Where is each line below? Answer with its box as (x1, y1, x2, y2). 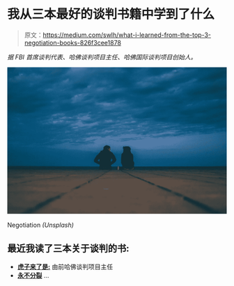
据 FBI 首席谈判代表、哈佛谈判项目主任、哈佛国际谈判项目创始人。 (7, 53, 197, 61)
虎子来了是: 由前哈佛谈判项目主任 (17, 262, 114, 271)
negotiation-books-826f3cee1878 (24, 38, 122, 47)
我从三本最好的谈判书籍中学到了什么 (7, 6, 215, 22)
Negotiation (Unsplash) (7, 221, 75, 230)
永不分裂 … (17, 271, 49, 279)
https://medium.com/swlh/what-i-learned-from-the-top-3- (42, 31, 211, 39)
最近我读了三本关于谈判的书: (7, 243, 130, 255)
